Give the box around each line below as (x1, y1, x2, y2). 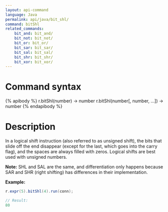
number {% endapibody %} (5, 103, 63, 110)
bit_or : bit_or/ (14, 41, 49, 46)
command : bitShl (5, 21, 39, 27)
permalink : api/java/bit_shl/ (5, 17, 69, 22)
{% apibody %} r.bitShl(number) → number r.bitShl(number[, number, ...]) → (5, 98, 163, 104)
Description (5, 121, 56, 132)
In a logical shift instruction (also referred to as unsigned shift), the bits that (5, 138, 162, 144)
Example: (5, 179, 26, 185)
